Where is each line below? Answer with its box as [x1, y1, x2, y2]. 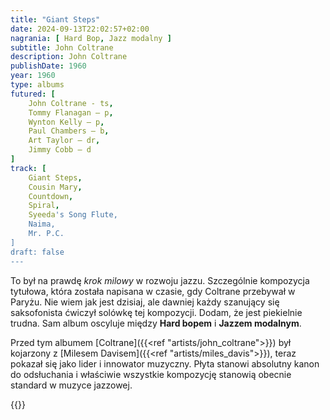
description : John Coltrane [10, 52, 128, 62]
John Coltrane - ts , [28, 98, 114, 108]
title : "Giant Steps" [10, 14, 101, 25]
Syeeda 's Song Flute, [28, 210, 118, 220]
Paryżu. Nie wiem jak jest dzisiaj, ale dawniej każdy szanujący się [10, 296, 280, 308]
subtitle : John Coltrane [10, 42, 114, 53]
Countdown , [28, 191, 74, 201]
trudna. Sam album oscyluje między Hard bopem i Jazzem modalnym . [10, 317, 302, 329]
